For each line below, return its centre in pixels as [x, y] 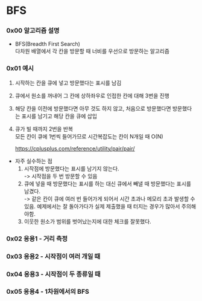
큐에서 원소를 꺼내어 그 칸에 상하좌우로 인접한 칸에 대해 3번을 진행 [92, 95]
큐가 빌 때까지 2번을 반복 [44, 129]
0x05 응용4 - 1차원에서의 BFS [48, 292]
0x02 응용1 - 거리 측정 [37, 238]
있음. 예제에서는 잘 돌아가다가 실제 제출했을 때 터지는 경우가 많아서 [102, 206]
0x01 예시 [20, 68]
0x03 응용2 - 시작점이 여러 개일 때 [53, 256]
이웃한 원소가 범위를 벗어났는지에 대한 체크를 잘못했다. [88, 221]
